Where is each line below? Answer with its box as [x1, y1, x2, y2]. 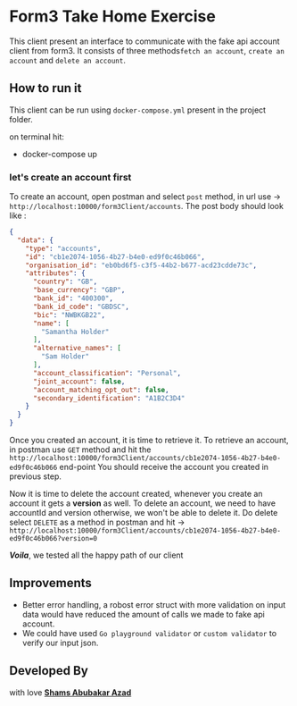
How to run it [9, 80, 82, 96]
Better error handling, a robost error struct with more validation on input [21, 599, 286, 609]
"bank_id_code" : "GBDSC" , [32, 302, 129, 311]
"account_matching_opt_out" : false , [32, 385, 169, 394]
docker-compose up [21, 148, 98, 159]
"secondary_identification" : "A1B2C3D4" [32, 393, 186, 403]
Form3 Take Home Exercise [9, 6, 216, 27]
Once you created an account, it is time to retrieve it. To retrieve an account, [9, 435, 289, 446]
